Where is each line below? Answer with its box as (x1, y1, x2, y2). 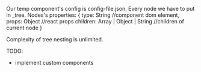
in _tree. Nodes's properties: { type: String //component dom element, (6, 11, 179, 19)
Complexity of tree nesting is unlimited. (6, 36, 104, 43)
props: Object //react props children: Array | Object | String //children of (6, 18, 185, 25)
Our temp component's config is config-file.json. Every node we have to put (6, 5, 195, 12)
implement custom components (14, 59, 94, 66)
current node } (6, 24, 43, 31)
